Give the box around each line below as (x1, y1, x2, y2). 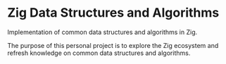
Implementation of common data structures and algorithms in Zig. (7, 28, 198, 36)
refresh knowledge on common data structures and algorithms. (7, 49, 191, 57)
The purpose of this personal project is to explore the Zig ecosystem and (7, 41, 219, 49)
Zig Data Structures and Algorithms (7, 5, 220, 21)
